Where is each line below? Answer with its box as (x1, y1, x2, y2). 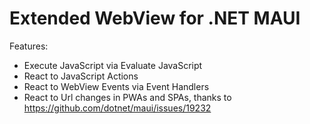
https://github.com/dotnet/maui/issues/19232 (23, 102, 212, 114)
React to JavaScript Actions (23, 70, 139, 82)
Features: (9, 40, 49, 52)
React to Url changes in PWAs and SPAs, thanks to (23, 91, 232, 103)
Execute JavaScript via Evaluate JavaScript (23, 59, 203, 71)
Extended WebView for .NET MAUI (9, 7, 301, 30)
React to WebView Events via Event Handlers (23, 80, 210, 92)
